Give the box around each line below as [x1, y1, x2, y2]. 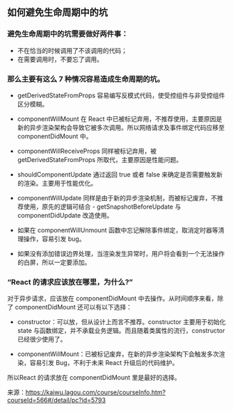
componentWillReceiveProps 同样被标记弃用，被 [17, 147, 157, 155]
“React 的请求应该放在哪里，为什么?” [7, 277, 134, 287]
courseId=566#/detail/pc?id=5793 [7, 396, 106, 405]
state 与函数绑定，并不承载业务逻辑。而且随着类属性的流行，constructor [17, 326, 225, 335]
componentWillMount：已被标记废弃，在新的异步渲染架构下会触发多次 [17, 350, 219, 358]
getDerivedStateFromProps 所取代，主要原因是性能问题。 [17, 155, 183, 163]
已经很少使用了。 [17, 335, 67, 344]
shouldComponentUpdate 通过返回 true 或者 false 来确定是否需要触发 [17, 170, 217, 179]
